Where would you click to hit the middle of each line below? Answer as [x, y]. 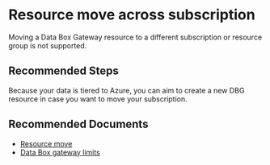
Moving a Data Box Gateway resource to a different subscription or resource [135, 37]
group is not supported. [48, 45]
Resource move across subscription [132, 15]
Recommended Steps [63, 71]
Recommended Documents [78, 124]
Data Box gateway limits [60, 152]
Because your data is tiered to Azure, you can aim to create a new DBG [127, 90]
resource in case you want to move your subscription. [98, 99]
